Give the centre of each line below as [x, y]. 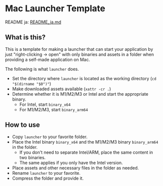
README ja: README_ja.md [33, 22]
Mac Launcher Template [55, 9]
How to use [22, 125]
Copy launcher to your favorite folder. [50, 137]
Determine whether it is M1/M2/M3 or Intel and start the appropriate [80, 94]
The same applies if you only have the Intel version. [71, 163]
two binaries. [32, 157]
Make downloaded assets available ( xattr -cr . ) [61, 89]
